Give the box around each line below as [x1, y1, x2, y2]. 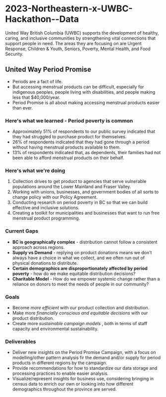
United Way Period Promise [5, 65, 92, 74]
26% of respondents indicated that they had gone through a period [12, 139, 150, 145]
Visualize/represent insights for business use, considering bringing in [12, 376, 154, 382]
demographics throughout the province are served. [12, 386, 117, 392]
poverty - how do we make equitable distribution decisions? [12, 271, 136, 277]
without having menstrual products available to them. [12, 144, 121, 150]
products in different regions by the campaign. [12, 360, 108, 366]
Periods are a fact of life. [12, 78, 63, 84]
